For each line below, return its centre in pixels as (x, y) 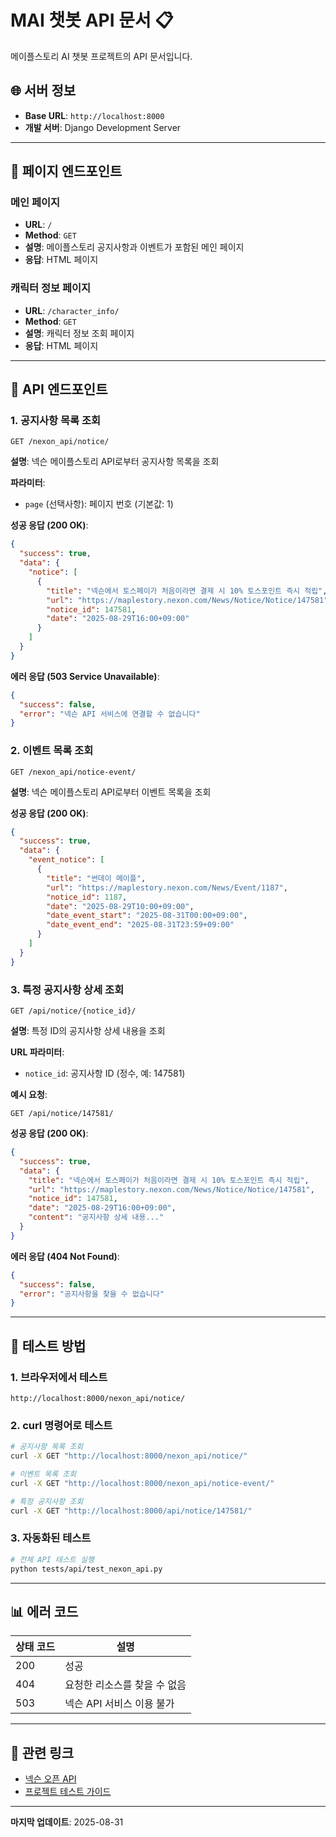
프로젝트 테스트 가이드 (68, 1792)
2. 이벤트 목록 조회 (52, 751)
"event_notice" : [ (66, 860)
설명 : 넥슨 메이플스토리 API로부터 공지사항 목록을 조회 (115, 462)
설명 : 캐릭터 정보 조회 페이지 (79, 333)
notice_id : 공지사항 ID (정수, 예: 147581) (105, 1073)
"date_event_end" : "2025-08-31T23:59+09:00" (140, 925)
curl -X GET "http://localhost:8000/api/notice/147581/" (131, 1511)
